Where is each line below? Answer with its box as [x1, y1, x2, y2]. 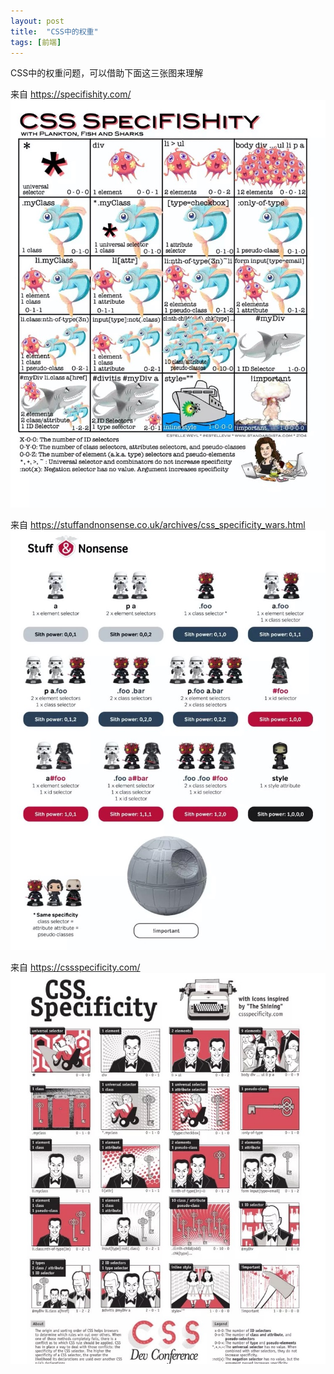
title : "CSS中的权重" [10, 26, 99, 37]
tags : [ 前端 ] [10, 37, 62, 47]
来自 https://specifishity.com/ [10, 88, 132, 100]
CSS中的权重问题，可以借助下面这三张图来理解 [10, 67, 204, 79]
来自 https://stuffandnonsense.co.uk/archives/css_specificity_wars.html [10, 519, 306, 531]
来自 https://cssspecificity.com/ [10, 961, 141, 974]
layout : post [10, 16, 65, 26]
